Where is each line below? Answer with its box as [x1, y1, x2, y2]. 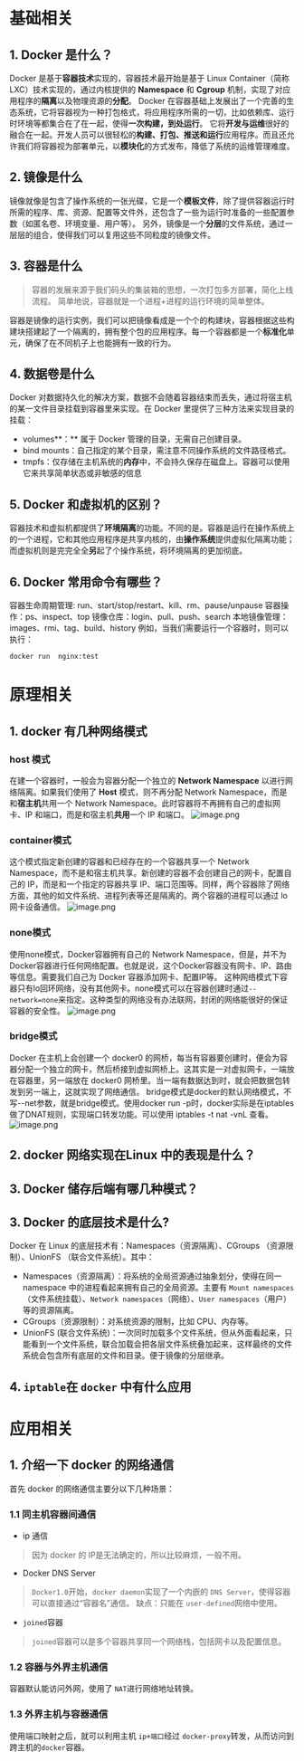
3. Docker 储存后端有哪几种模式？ [9, 1181, 199, 1196]
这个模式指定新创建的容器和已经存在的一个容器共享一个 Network [9, 856, 251, 867]
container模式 [9, 833, 72, 846]
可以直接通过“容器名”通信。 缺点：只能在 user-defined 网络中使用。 [31, 1598, 282, 1609]
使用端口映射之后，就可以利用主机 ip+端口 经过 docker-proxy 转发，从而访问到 [9, 1730, 295, 1741]
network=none [9, 995, 59, 1004]
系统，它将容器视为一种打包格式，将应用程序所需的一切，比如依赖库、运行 [16, 107, 295, 118]
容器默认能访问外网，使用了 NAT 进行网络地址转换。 [9, 1683, 199, 1694]
